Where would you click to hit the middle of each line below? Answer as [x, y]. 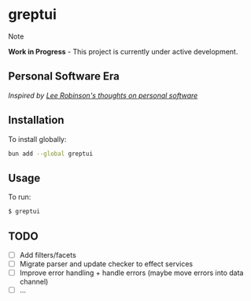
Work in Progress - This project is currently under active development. [123, 51]
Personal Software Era [64, 76]
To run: [20, 197]
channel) [34, 282]
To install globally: [37, 139]
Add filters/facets [48, 255]
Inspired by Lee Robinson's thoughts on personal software [103, 95]
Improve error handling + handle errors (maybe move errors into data [131, 273]
